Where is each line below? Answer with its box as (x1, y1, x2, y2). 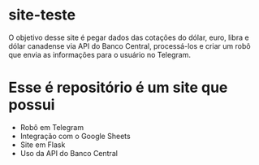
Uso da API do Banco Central (19, 148, 118, 158)
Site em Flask (19, 140, 66, 150)
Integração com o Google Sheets (19, 131, 132, 141)
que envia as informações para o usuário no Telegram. (8, 50, 191, 59)
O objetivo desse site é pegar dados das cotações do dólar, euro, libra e (8, 33, 249, 42)
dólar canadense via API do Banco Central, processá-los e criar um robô (8, 41, 251, 50)
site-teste (8, 6, 76, 24)
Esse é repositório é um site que (8, 79, 228, 97)
